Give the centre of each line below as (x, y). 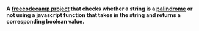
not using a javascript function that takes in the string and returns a (94, 15)
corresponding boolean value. (45, 21)
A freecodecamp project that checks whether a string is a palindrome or (99, 9)
